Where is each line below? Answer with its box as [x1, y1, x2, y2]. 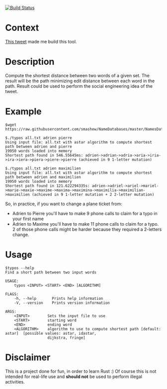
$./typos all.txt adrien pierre [5, 135, 72, 140]
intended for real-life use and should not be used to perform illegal [5, 374, 143, 380]
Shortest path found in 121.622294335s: [5, 183, 90, 188]
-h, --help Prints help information [14, 296, 103, 301]
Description [5, 56, 55, 67]
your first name [12, 216, 44, 222]
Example [5, 106, 42, 117]
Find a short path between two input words [5, 269, 97, 275]
